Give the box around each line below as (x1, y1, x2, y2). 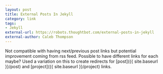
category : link (5, 16, 36, 21)
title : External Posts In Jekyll (5, 12, 73, 17)
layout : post (5, 7, 32, 12)
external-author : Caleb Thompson (5, 35, 73, 40)
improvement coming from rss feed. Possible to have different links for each (5, 53, 158, 59)
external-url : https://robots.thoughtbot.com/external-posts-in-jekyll (5, 30, 154, 35)
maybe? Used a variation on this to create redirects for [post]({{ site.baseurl (5, 58, 158, 64)
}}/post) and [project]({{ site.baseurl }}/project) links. (5, 63, 112, 69)
